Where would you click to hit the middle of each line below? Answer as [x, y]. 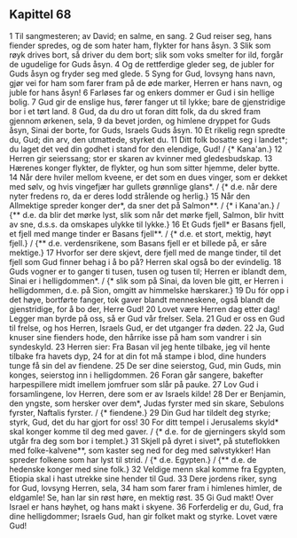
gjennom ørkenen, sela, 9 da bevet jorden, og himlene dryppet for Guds [140, 121]
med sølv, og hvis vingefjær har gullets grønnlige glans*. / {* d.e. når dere [143, 186]
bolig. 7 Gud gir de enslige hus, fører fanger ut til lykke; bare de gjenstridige [148, 102]
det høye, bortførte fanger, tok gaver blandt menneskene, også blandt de [142, 300]
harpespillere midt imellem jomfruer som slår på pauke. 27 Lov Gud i [134, 384]
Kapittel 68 [40, 15]
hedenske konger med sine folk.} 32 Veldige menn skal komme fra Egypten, [148, 469]
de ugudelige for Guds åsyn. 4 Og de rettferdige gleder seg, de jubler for [142, 64]
